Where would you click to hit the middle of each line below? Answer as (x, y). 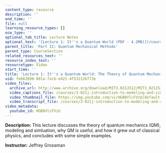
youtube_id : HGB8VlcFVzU (35, 111)
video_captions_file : (32, 93)
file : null (16, 24)
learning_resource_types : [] (35, 28)
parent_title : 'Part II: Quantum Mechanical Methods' (62, 47)
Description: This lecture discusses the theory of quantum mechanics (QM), (83, 125)
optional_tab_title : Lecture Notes (42, 38)
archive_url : (23, 88)
